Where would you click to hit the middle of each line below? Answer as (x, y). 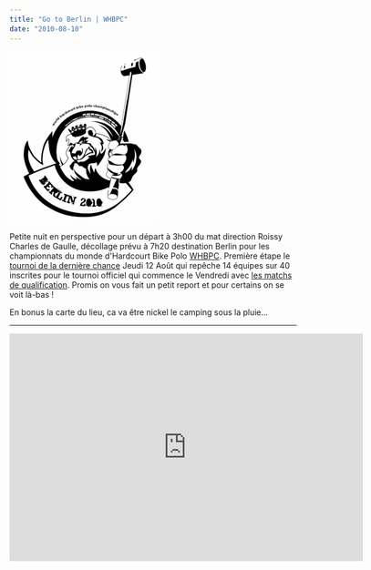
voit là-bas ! (32, 294)
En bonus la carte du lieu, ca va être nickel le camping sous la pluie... (139, 312)
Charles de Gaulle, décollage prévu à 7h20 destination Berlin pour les (140, 246)
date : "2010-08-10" (46, 29)
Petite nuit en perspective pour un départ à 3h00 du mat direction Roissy (146, 236)
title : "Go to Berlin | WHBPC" (69, 19)
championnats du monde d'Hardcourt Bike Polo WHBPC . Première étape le (150, 256)
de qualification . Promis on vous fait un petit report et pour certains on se (147, 285)
